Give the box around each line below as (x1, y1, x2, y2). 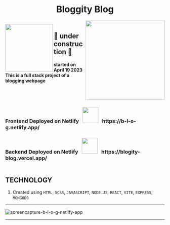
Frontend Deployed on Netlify (5, 118, 79, 125)
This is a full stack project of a (5, 72, 70, 79)
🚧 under (54, 31, 79, 40)
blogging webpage (5, 78, 46, 84)
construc (54, 40, 83, 48)
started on (54, 62, 76, 68)
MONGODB (12, 195, 29, 201)
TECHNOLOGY (5, 176, 53, 184)
